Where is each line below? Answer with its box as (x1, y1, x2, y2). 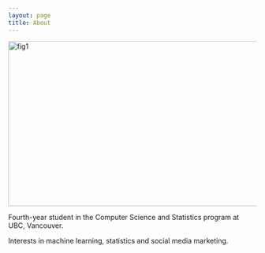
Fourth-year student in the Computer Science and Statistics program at (8, 212, 240, 222)
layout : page (8, 11, 51, 20)
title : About (8, 19, 51, 27)
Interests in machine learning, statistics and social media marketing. (8, 236, 229, 245)
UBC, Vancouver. (8, 221, 64, 230)
